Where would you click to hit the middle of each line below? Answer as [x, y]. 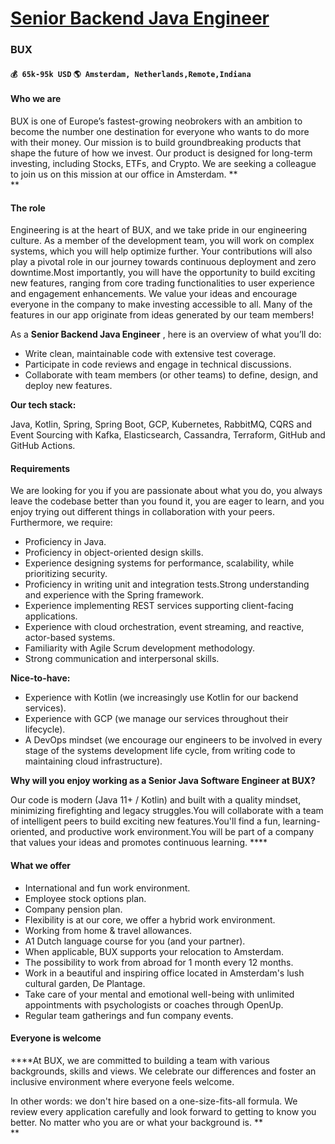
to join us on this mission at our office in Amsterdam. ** [124, 174]
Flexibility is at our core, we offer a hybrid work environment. [150, 919]
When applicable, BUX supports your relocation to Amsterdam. [154, 951]
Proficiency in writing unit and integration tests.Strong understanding [167, 584]
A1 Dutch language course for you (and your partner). [135, 941]
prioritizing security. [66, 574]
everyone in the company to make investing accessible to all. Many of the [161, 304]
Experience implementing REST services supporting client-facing [159, 606]
